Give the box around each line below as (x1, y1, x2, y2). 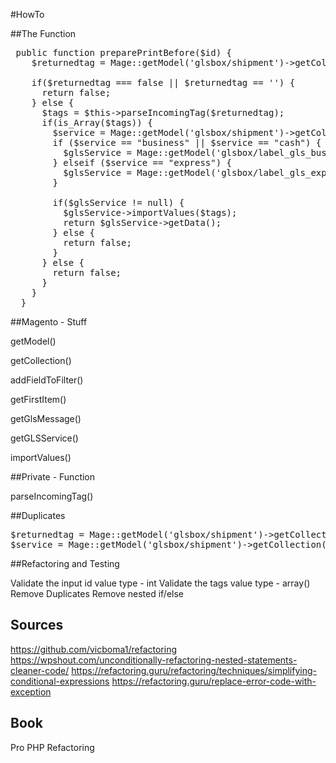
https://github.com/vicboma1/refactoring (10, 643, 177, 655)
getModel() (10, 335, 57, 347)
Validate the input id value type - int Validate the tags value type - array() (10, 577, 311, 589)
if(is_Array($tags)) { (41, 117, 153, 128)
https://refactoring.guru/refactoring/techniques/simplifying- (71, 664, 317, 676)
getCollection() (10, 355, 72, 366)
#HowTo (10, 9, 45, 20)
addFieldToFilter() (10, 374, 84, 386)
